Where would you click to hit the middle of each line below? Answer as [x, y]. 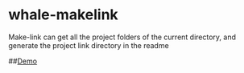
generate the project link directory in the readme [89, 45]
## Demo [23, 61]
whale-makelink [63, 15]
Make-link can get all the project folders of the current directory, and [122, 37]
